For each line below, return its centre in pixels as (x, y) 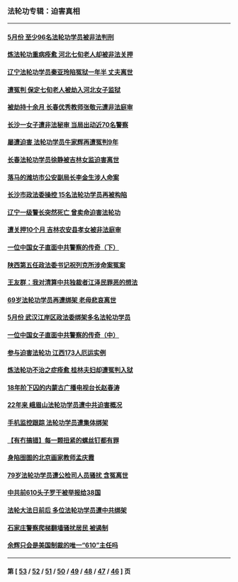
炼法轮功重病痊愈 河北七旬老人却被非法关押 (70, 55)
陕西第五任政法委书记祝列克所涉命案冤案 (66, 265)
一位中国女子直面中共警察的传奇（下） (63, 247)
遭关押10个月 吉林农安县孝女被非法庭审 (64, 230)
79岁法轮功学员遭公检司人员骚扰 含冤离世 (68, 475)
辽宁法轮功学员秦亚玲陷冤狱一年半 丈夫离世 (70, 72)
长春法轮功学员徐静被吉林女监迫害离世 (63, 160)
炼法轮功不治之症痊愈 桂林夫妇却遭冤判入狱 (70, 370)
